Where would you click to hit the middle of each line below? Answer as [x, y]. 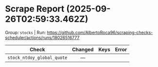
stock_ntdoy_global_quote [37, 57]
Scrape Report [35, 9]
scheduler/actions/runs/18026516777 [42, 38]
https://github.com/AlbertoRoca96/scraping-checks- [100, 32]
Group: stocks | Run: [26, 32]
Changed [83, 49]
